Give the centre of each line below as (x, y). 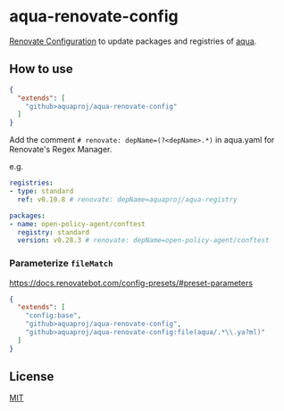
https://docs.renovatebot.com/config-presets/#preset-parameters (131, 283)
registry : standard (54, 232)
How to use (41, 69)
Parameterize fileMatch (61, 263)
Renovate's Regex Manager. (61, 150)
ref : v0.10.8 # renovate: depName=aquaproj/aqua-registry (128, 199)
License (32, 377)
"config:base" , (54, 316)
